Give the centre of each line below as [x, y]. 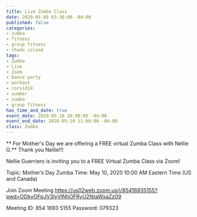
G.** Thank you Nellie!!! [35, 150]
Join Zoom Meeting [30, 190]
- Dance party [24, 77]
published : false [28, 22]
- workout [18, 83]
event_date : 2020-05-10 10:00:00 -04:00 [57, 116]
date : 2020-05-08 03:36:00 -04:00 [49, 17]
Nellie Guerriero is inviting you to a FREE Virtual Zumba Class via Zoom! [93, 161]
